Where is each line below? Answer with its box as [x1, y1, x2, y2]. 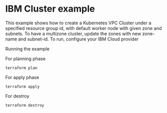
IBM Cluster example [5, 3, 95, 15]
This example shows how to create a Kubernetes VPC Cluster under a [5, 20, 152, 26]
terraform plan [5, 65, 38, 70]
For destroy [5, 93, 30, 99]
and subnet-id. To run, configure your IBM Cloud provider [18, 36, 139, 42]
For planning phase [5, 55, 46, 61]
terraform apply [5, 84, 40, 89]
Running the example [5, 46, 50, 52]
